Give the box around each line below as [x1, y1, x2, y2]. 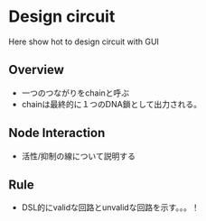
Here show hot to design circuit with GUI [8, 36, 160, 47]
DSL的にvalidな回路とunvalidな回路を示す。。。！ [21, 202, 200, 213]
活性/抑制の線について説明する [21, 151, 136, 161]
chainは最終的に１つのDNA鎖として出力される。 [21, 98, 202, 109]
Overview [8, 62, 65, 78]
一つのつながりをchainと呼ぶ [21, 87, 130, 98]
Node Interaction [8, 125, 106, 141]
